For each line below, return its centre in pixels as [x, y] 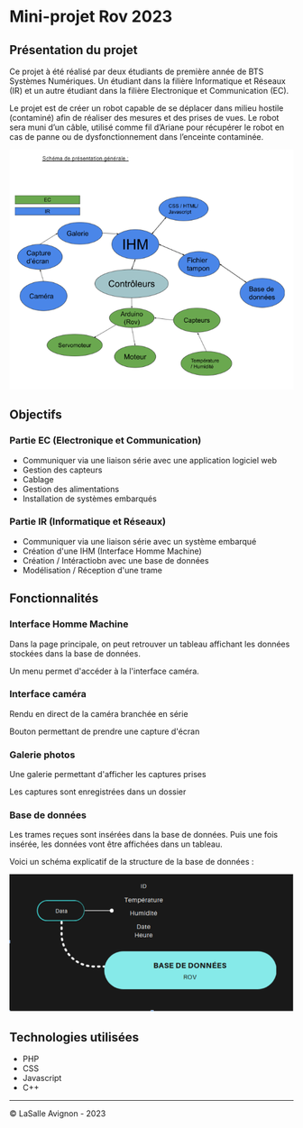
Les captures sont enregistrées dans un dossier [98, 792]
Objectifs [36, 415]
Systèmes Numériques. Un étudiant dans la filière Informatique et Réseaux [148, 81]
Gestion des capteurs [62, 470]
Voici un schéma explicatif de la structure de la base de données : [132, 862]
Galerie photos [42, 755]
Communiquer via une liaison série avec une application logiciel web [150, 460]
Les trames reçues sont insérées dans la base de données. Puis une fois [143, 835]
